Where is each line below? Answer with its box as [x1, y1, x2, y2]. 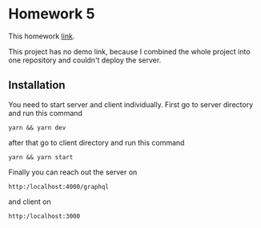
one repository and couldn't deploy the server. [8, 55, 162, 65]
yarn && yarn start [8, 153, 74, 161]
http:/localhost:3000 [8, 212, 81, 220]
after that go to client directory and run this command [8, 138, 185, 147]
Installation [8, 78, 66, 92]
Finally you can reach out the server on [8, 167, 138, 177]
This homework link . [8, 31, 75, 41]
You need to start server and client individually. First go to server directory [8, 99, 254, 109]
